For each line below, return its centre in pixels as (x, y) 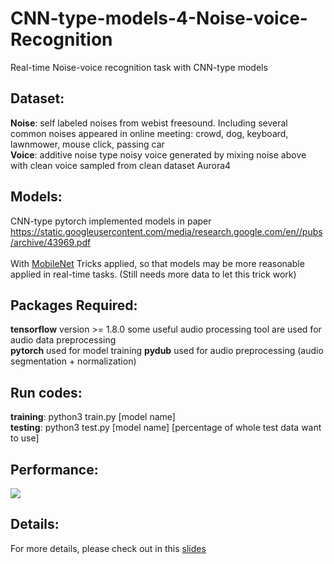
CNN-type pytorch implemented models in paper (111, 221)
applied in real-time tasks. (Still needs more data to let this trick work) (153, 274)
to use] (25, 438)
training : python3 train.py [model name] (93, 417)
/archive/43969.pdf (51, 242)
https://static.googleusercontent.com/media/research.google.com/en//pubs (166, 231)
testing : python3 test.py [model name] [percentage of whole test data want (166, 428)
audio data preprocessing (63, 340)
